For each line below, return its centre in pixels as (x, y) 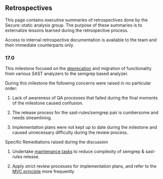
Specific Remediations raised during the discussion (57, 142)
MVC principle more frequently (43, 172)
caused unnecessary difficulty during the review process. (70, 132)
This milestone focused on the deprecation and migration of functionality (78, 69)
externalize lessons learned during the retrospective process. (67, 30)
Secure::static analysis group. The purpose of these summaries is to (74, 25)
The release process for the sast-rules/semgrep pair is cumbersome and (85, 113)
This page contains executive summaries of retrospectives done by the (76, 20)
